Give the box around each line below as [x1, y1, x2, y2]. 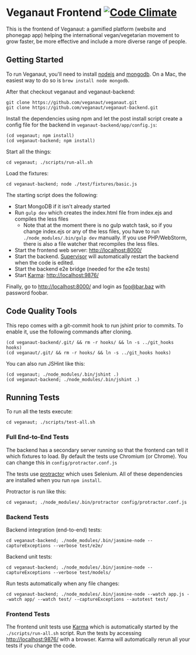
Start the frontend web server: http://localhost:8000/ [14, 246, 142, 253]
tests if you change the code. [6, 642, 77, 649]
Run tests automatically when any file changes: [6, 580, 120, 587]
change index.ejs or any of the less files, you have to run [23, 228, 160, 235]
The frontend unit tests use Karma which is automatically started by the [6, 623, 178, 630]
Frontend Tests [6, 610, 50, 618]
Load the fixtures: [6, 169, 49, 176]
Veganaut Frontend [6, 6, 102, 19]
